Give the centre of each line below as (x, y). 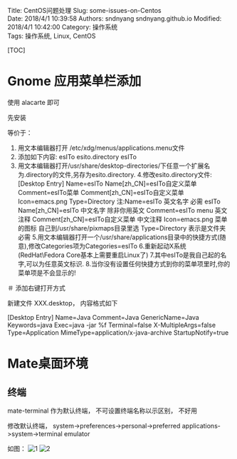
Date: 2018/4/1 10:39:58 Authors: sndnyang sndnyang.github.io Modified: (115, 19)
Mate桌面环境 (48, 364)
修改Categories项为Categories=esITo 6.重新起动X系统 (107, 246)
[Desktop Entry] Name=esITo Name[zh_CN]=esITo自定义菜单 (107, 183)
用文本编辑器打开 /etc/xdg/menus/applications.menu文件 (101, 148)
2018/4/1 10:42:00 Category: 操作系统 (63, 27)
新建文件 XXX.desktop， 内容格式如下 (63, 303)
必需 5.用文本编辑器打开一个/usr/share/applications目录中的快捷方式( (118, 237)
